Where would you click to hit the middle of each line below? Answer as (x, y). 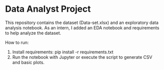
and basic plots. (28, 62)
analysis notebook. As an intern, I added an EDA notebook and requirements (82, 27)
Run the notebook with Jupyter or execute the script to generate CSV (82, 57)
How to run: (17, 42)
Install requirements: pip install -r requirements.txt (63, 52)
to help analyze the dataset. (33, 33)
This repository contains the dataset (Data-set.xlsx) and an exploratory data (82, 23)
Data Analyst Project (48, 9)
